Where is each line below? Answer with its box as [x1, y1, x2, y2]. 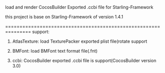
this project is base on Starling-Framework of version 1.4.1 [5, 14, 123, 19]
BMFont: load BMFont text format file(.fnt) [12, 48, 98, 54]
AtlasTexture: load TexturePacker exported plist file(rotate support [12, 38, 148, 44]
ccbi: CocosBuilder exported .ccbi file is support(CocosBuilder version [12, 58, 157, 64]
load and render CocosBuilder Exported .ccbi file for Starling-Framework [5, 4, 154, 10]
